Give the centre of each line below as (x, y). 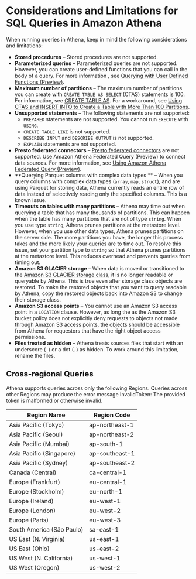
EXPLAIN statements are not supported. (70, 144)
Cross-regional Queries (50, 374)
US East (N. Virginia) (37, 539)
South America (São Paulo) (46, 529)
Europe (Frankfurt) (35, 482)
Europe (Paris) (29, 520)
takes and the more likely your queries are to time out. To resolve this (98, 244)
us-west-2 (105, 567)
